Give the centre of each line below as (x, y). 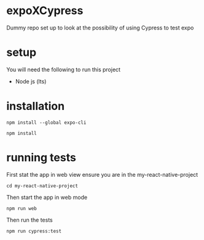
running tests (41, 158)
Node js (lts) (31, 81)
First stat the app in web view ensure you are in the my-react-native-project (102, 174)
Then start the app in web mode (47, 197)
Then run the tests (30, 220)
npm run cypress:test (34, 231)
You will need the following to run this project (64, 69)
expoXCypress (45, 11)
